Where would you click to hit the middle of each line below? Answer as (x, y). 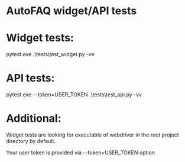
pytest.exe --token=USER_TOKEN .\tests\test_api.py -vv (74, 95)
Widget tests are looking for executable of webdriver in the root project (92, 135)
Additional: (34, 119)
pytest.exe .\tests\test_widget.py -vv (51, 54)
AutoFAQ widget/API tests (72, 11)
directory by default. (31, 141)
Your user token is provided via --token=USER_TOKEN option (81, 153)
